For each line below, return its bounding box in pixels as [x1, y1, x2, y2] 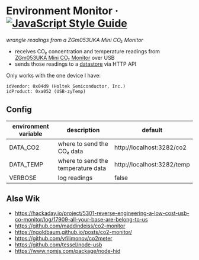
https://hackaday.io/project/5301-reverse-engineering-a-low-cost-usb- [14, 209, 190, 217]
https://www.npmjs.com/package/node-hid [14, 247, 121, 254]
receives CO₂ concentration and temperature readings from [14, 47, 161, 54]
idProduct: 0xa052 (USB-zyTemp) [6, 88, 86, 94]
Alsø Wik [6, 194, 40, 204]
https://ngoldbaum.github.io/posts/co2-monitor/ [14, 228, 132, 235]
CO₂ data [57, 147, 84, 155]
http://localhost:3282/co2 [114, 143, 187, 152]
